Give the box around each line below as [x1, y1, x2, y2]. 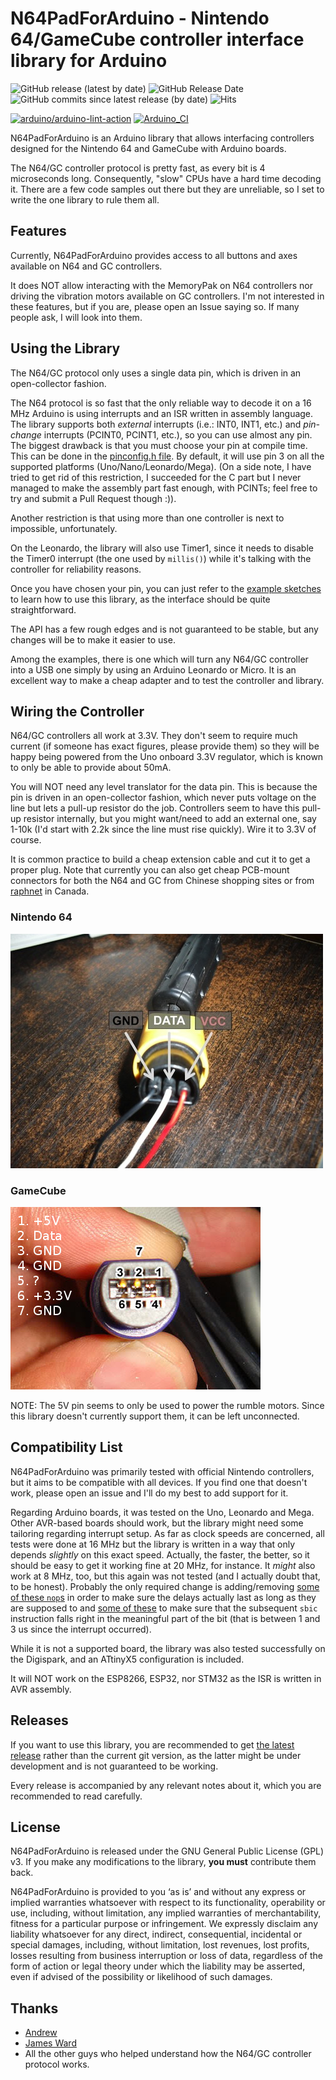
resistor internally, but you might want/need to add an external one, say [23, 813, 317, 825]
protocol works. [24, 2058, 90, 2071]
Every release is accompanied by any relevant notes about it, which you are [10, 1779, 322, 1791]
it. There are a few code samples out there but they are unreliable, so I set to [10, 183, 325, 195]
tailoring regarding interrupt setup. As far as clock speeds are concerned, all [10, 1527, 325, 1539]
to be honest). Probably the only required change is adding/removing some [10, 1580, 320, 1592]
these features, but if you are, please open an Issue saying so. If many [10, 300, 300, 312]
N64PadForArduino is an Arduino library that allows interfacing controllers [10, 132, 315, 144]
